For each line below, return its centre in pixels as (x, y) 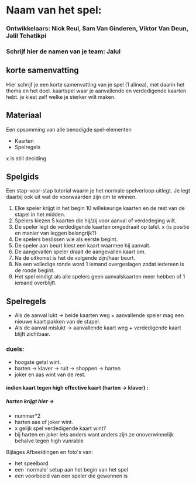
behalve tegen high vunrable (49, 441)
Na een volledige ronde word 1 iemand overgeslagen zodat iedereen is (99, 264)
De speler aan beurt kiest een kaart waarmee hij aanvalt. (82, 246)
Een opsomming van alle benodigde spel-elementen (69, 129)
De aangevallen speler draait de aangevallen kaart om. (80, 252)
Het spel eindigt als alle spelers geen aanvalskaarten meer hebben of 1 (100, 277)
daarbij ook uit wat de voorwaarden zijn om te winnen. (71, 197)
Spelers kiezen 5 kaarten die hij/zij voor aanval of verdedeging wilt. (95, 221)
